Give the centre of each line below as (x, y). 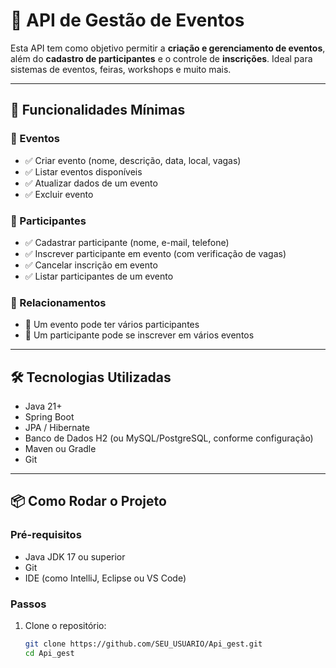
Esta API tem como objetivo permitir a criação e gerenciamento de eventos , (168, 48)
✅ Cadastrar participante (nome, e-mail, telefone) (127, 242)
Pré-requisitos (46, 535)
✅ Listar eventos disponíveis (83, 171)
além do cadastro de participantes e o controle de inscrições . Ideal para (161, 58)
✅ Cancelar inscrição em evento (91, 265)
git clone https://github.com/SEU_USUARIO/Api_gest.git (143, 644)
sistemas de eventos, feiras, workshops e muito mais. (121, 69)
